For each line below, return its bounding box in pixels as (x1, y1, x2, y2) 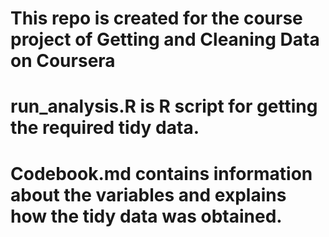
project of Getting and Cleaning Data (10, 28, 320, 51)
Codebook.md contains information (10, 162, 313, 185)
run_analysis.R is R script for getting (10, 95, 318, 118)
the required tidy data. (10, 117, 200, 139)
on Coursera (10, 50, 116, 72)
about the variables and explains (10, 183, 287, 206)
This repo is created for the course (10, 7, 303, 30)
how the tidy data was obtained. (10, 205, 283, 227)
